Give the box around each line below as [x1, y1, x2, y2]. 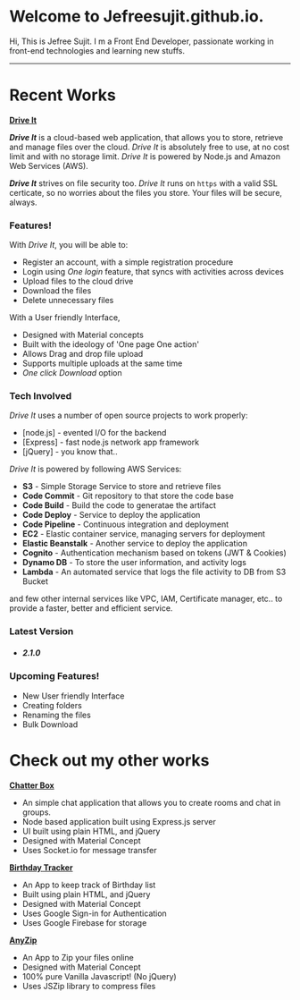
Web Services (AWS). [9, 160, 89, 171]
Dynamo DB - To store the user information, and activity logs [21, 557, 247, 568]
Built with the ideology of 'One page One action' [21, 339, 199, 350]
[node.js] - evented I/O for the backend [21, 428, 167, 438]
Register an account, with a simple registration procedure [21, 257, 234, 267]
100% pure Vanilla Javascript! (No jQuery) [21, 970, 177, 981]
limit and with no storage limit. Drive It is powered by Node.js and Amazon [9, 150, 281, 162]
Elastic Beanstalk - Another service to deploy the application [21, 538, 248, 549]
